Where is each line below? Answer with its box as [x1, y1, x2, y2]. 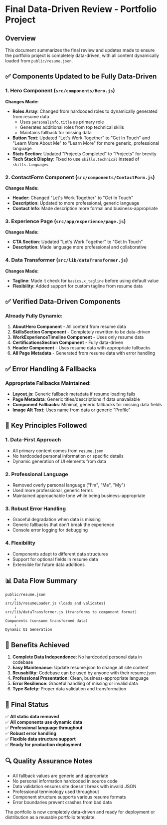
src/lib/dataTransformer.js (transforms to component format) [5, 610, 137, 615]
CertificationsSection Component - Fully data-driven [12, 339, 124, 345]
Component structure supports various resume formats [12, 794, 126, 800]
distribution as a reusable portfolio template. [5, 814, 96, 820]
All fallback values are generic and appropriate [12, 773, 109, 779]
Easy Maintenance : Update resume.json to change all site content [12, 665, 149, 671]
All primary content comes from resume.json [12, 448, 104, 454]
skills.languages [12, 162, 49, 167]
